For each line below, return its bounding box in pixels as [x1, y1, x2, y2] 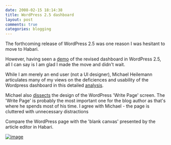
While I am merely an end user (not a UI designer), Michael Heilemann [5, 71, 153, 77]
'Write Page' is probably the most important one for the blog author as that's [5, 98, 166, 104]
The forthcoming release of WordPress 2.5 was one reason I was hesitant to [5, 40, 165, 47]
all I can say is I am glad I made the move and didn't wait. [5, 61, 126, 68]
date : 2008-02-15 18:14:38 [5, 7, 63, 13]
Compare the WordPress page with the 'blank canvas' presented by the [5, 118, 156, 125]
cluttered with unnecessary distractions [5, 109, 89, 115]
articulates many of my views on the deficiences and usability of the [5, 77, 149, 83]
